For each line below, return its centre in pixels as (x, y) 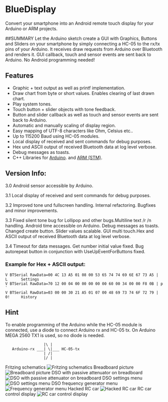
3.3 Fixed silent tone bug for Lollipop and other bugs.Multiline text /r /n (78, 220)
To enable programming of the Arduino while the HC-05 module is (74, 324)
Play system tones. (32, 104)
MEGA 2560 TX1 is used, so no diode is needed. (55, 335)
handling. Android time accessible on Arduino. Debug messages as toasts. (82, 225)
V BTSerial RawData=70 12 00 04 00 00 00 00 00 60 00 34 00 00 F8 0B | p (84, 283)
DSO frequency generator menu (85, 383)
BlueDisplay (31, 9)
